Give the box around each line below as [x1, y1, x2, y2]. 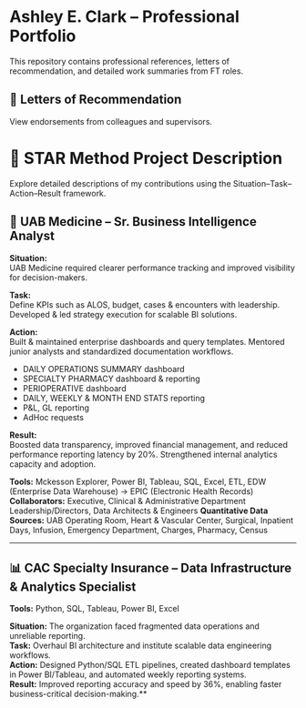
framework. [63, 187, 107, 198]
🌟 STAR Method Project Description [9, 147, 283, 168]
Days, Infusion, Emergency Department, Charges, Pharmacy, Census [9, 524, 269, 535]
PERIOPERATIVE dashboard [22, 382, 127, 393]
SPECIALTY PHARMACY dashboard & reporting [22, 373, 200, 384]
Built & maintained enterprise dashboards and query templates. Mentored [9, 336, 285, 347]
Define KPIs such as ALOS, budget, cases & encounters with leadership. [9, 298, 280, 310]
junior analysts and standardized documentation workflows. [9, 346, 234, 357]
